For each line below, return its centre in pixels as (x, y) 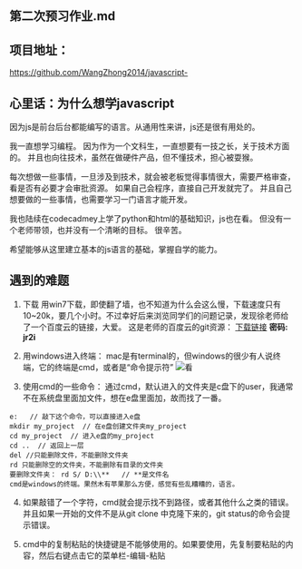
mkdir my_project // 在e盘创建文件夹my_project (98, 426)
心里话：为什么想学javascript (92, 103)
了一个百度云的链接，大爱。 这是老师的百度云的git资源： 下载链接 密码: (155, 327)
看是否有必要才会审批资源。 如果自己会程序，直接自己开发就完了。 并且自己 (151, 188)
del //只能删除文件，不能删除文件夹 (69, 455)
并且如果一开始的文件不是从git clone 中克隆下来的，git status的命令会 (152, 513)
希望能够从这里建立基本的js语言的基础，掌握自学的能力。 (116, 250)
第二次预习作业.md (63, 16)
